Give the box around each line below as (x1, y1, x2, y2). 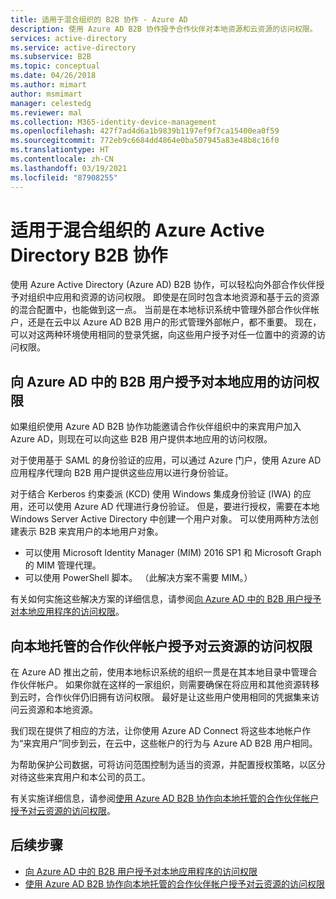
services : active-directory (10, 33, 128, 43)
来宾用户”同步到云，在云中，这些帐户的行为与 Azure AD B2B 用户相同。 (23, 737, 318, 750)
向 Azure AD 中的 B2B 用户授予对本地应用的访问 (10, 373, 307, 390)
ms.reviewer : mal (10, 107, 83, 118)
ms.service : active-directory (10, 42, 137, 53)
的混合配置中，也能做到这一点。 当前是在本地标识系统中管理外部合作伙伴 (10, 304, 311, 316)
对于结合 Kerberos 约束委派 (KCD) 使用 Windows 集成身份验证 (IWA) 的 (10, 488, 303, 500)
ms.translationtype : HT (10, 145, 110, 155)
